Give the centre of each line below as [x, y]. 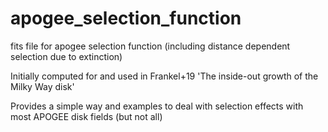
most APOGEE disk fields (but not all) [86, 116]
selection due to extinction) [66, 56]
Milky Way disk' [42, 86]
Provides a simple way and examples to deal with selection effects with [157, 106]
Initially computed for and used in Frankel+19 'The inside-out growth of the [164, 76]
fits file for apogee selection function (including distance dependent [150, 46]
